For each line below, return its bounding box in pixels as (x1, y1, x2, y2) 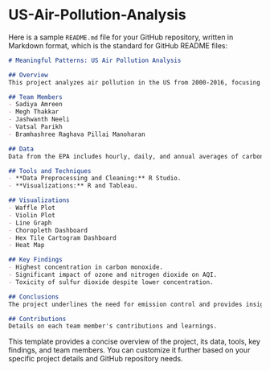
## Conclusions (8, 292, 59, 301)
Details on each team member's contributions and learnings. (8, 322, 218, 331)
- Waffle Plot (8, 204, 56, 212)
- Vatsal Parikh (8, 123, 63, 131)
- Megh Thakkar (8, 108, 59, 116)
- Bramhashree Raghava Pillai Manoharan (8, 130, 146, 138)
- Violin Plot (8, 211, 56, 219)
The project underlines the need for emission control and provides (8, 300, 243, 308)
